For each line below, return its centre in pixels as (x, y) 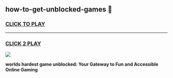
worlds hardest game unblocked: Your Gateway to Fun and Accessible (82, 64)
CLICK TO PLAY (25, 24)
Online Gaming (22, 69)
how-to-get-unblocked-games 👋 (59, 9)
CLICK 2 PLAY (23, 43)
